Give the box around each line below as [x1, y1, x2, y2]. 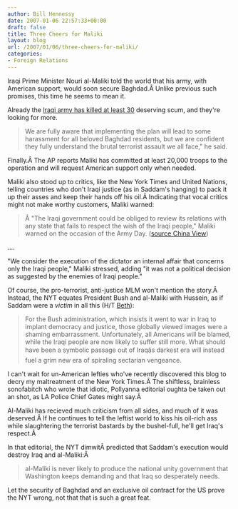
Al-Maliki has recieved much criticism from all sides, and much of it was [7, 406, 219, 415]
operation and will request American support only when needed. [7, 163, 197, 172]
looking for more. [7, 113, 58, 121]
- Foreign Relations [7, 57, 69, 64]
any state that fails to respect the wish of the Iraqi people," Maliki [24, 221, 216, 230]
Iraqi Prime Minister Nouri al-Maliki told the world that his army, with [7, 76, 207, 85]
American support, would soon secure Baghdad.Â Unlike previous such [7, 84, 217, 93]
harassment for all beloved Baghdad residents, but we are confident [24, 134, 224, 143]
